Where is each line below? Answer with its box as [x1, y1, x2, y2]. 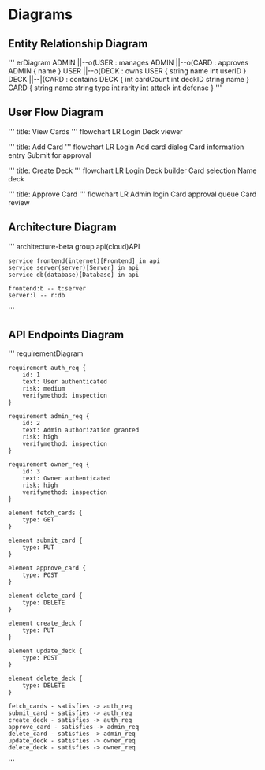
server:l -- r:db [8, 291, 65, 299]
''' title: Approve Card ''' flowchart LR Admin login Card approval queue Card [8, 189, 257, 199]
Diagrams [8, 6, 73, 24]
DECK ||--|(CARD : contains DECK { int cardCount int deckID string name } [8, 75, 250, 84]
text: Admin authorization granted [22, 426, 140, 435]
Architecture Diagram [8, 221, 117, 234]
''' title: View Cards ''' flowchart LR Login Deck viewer [8, 126, 183, 136]
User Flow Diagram [8, 106, 104, 119]
